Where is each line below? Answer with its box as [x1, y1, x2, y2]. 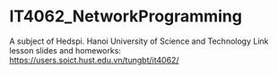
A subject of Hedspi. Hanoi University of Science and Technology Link [9, 36, 269, 46]
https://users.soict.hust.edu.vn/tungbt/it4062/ [9, 54, 179, 65]
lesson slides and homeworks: [9, 45, 121, 55]
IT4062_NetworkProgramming [9, 6, 242, 27]
